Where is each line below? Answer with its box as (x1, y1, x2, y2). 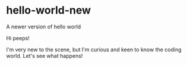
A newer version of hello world (6, 23, 81, 30)
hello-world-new (6, 4, 91, 17)
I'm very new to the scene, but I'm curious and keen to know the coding (6, 45, 182, 53)
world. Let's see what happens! (6, 52, 83, 59)
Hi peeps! (6, 34, 30, 41)
